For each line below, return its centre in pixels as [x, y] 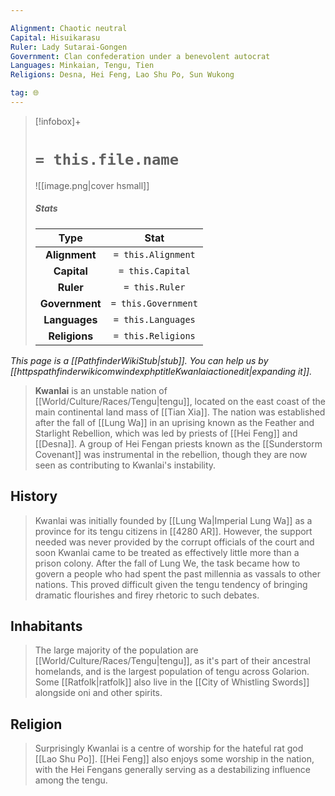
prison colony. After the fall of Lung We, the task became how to [167, 563]
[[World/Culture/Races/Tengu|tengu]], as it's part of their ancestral [172, 661]
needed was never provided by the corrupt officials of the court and [174, 542]
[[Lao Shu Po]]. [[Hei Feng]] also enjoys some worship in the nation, [174, 759]
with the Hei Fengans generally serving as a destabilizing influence [172, 770]
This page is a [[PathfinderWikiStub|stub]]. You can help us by [139, 360]
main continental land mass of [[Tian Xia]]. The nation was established [180, 412]
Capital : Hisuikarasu [55, 37]
